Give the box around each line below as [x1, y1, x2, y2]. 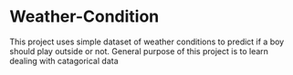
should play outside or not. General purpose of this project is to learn [9, 45, 269, 56]
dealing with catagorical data [9, 55, 119, 66]
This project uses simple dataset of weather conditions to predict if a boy [9, 36, 285, 47]
